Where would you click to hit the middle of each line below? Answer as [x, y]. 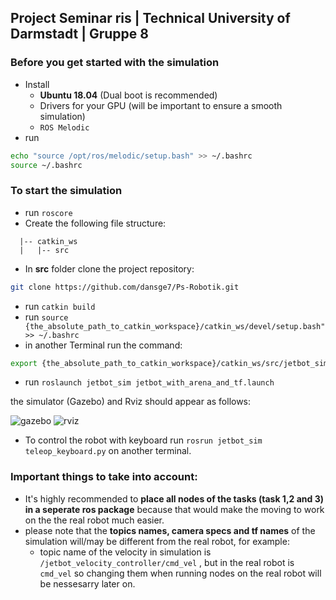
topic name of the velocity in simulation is [125, 552]
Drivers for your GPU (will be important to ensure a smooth [161, 105]
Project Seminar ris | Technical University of [150, 18]
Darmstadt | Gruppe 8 [79, 34]
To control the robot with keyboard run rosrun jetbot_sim [143, 440]
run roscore [48, 212]
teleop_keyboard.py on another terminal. [108, 451]
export [24, 363]
